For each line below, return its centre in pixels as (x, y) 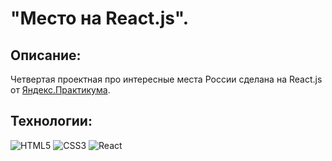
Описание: (46, 55)
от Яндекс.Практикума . (60, 90)
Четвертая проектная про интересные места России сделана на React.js (166, 79)
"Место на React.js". (100, 18)
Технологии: (51, 121)
